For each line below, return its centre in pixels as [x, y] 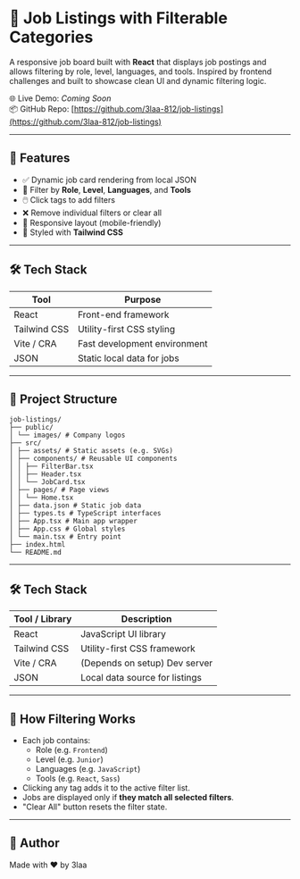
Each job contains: [56, 740]
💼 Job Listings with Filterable [118, 18]
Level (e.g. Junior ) [70, 759]
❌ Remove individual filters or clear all [92, 213]
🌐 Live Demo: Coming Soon [60, 98]
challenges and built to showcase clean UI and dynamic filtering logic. [138, 80]
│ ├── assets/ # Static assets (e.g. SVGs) [92, 451]
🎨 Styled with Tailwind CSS [72, 232]
